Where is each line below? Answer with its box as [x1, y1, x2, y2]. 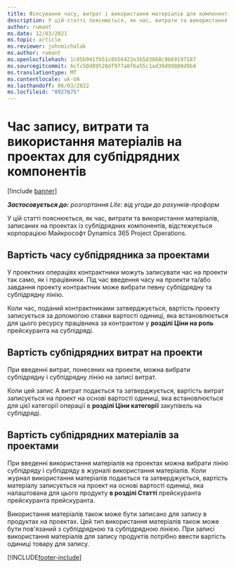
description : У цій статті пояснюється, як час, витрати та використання [7, 17, 228, 24]
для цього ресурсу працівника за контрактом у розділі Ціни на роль [7, 319, 214, 327]
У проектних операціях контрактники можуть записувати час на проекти [7, 268, 228, 276]
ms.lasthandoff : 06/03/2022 [7, 82, 90, 89]
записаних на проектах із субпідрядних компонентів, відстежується [7, 222, 213, 230]
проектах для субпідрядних [7, 149, 181, 165]
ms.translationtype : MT [7, 69, 77, 76]
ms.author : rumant [7, 50, 61, 57]
